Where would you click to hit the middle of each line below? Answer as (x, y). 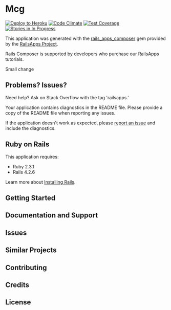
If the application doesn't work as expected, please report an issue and (80, 123)
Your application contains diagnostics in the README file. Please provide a (84, 107)
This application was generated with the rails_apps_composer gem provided (86, 38)
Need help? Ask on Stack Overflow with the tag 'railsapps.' (67, 97)
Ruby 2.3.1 (24, 166)
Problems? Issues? (36, 85)
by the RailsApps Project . (32, 43)
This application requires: (32, 157)
